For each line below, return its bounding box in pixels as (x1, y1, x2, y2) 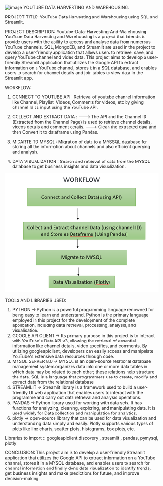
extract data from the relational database (12, 379, 94, 385)
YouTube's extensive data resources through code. (12, 353, 114, 359)
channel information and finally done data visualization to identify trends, (5, 465, 151, 471)
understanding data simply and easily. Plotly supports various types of (12, 420, 154, 426)
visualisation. (12, 327, 39, 333)
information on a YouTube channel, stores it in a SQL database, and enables (5, 65, 157, 71)
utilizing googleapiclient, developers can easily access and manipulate (12, 348, 154, 354)
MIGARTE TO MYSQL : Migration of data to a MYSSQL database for (12, 139, 147, 144)
